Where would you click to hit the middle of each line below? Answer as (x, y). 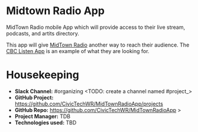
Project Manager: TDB (43, 116)
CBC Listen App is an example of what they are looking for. (78, 51)
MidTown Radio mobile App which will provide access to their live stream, (95, 27)
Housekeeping (43, 75)
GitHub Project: (34, 97)
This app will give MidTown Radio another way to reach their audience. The (98, 45)
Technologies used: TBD (46, 123)
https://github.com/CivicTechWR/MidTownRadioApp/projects (89, 104)
